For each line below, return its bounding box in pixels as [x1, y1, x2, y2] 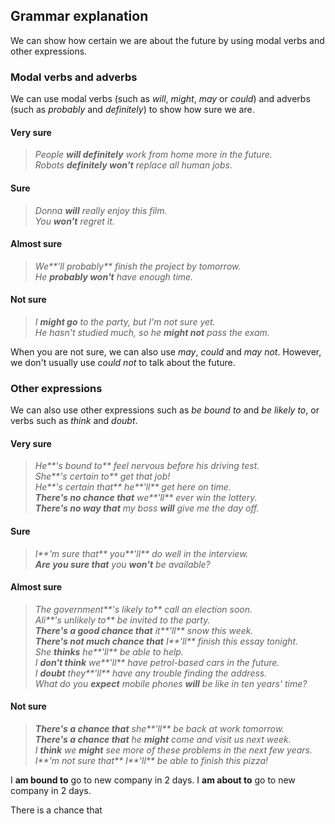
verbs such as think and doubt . [10, 415, 138, 427]
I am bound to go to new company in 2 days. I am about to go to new [10, 774, 296, 786]
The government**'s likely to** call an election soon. [34, 603, 253, 615]
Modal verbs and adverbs [10, 70, 138, 84]
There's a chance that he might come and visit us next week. [34, 734, 292, 746]
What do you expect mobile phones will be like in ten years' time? [34, 677, 308, 689]
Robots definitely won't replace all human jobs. [34, 159, 233, 171]
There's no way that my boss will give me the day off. [34, 502, 260, 514]
